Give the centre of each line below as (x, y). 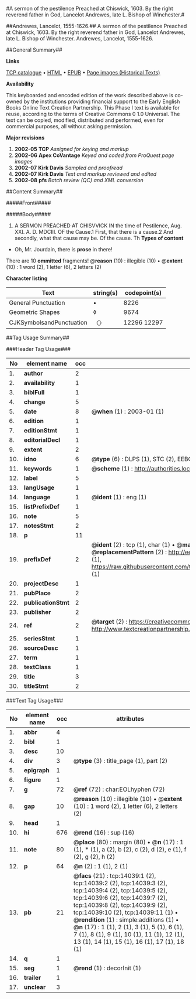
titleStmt (36, 686)
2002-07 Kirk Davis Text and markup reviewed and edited (85, 174)
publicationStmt (47, 603)
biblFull (34, 392)
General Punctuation (37, 303)
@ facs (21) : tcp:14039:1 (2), (115, 876)
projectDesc (41, 584)
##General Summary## (34, 50)
